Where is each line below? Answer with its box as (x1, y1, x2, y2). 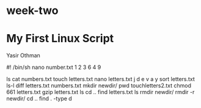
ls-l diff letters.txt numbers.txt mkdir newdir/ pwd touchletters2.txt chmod (6, 82, 191, 89)
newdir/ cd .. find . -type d (6, 95, 72, 103)
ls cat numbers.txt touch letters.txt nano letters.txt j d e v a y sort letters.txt (6, 76, 196, 83)
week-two (6, 4, 59, 18)
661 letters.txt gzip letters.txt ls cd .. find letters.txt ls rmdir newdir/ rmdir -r (6, 88, 195, 96)
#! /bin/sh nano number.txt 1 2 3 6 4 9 (6, 63, 101, 71)
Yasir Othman (6, 52, 41, 59)
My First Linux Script (6, 32, 114, 46)
